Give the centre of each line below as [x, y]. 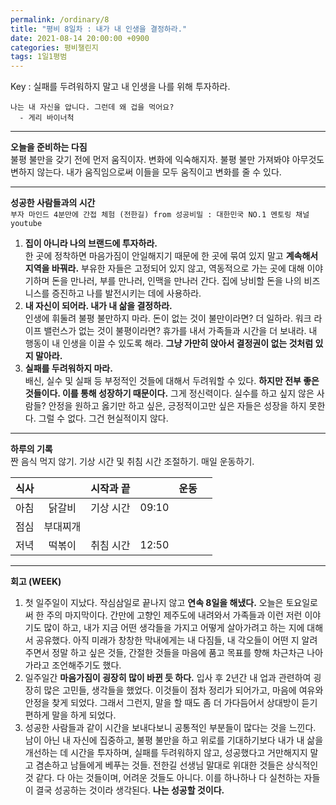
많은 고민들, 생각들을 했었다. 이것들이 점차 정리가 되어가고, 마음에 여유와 [183, 690]
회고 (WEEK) [36, 582]
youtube [26, 224]
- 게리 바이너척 [47, 118]
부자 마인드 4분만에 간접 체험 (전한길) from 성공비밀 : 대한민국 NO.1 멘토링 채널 [160, 215]
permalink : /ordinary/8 [60, 19]
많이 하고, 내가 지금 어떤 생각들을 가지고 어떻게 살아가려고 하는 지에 [174, 628]
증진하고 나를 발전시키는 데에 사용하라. [126, 293]
